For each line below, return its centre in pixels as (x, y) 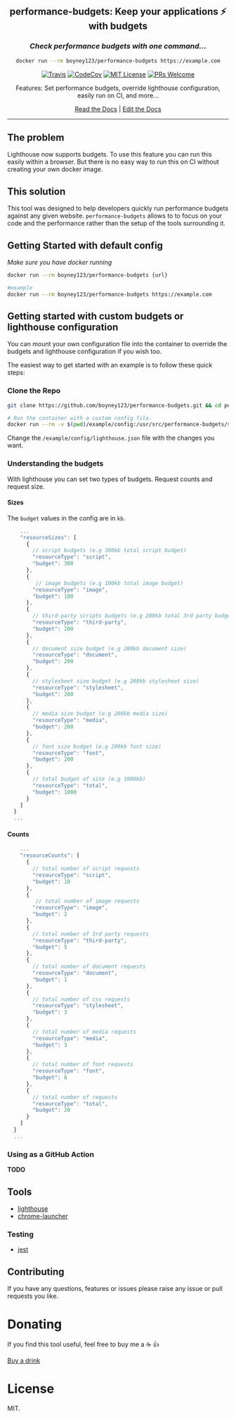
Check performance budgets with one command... (118, 46)
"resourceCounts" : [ (50, 855)
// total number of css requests (81, 999)
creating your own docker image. (55, 169)
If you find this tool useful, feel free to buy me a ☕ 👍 (83, 1344)
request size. (26, 486)
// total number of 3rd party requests (91, 934)
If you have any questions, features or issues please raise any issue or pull (115, 1289)
